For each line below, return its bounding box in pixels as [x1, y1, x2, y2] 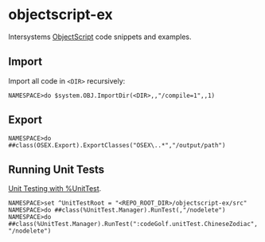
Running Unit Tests [8, 162, 105, 176]
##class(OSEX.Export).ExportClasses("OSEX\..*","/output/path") [8, 141, 226, 149]
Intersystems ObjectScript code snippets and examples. [8, 32, 193, 41]
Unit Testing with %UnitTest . [8, 184, 102, 193]
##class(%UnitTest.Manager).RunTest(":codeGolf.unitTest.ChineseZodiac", [8, 221, 259, 228]
